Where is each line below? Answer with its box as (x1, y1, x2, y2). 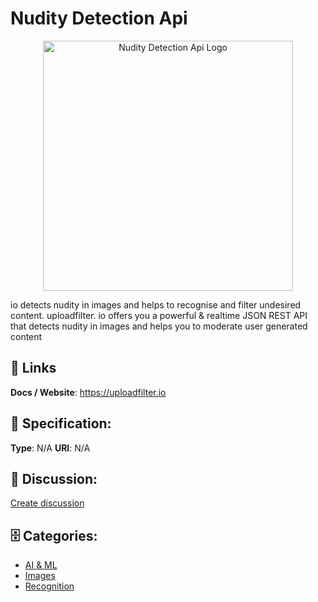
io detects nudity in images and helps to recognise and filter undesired (10, 298, 302, 311)
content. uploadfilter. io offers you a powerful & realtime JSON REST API (10, 309, 308, 321)
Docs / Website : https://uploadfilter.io (10, 386, 167, 398)
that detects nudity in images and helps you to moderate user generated (10, 320, 308, 332)
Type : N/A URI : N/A (10, 442, 91, 454)
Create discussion (10, 497, 85, 509)
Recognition (24, 580, 75, 592)
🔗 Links (10, 360, 57, 377)
